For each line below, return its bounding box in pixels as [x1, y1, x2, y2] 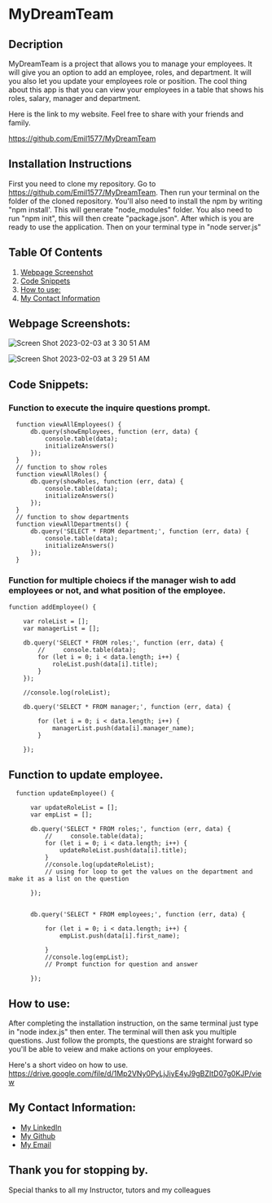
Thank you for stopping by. [8, 1163, 149, 1177]
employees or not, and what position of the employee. [8, 585, 226, 597]
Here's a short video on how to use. [8, 1060, 129, 1070]
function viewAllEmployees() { [15, 421, 122, 429]
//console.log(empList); [44, 953, 129, 961]
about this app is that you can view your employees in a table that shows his [8, 85, 265, 94]
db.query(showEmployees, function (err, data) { [29, 428, 199, 436]
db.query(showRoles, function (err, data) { [29, 478, 184, 486]
